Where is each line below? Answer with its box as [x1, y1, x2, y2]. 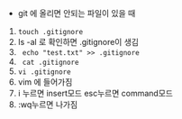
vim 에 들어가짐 [17, 77, 73, 87]
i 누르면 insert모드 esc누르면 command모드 [17, 88, 174, 98]
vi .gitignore [17, 68, 71, 77]
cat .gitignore [22, 58, 79, 67]
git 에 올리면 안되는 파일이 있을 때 [17, 8, 136, 18]
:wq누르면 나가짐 [17, 99, 78, 110]
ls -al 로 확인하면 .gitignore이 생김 [17, 37, 140, 47]
